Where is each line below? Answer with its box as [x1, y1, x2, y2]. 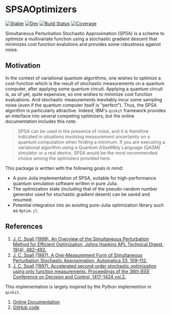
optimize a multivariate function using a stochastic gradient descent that [5, 36, 157, 42]
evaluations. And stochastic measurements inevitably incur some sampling [5, 96, 162, 102]
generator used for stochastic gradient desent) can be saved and [12, 191, 150, 197]
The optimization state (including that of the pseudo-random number [12, 186, 158, 192]
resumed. [12, 196, 33, 202]
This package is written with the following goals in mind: [5, 165, 124, 171]
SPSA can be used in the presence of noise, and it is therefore [17, 128, 149, 134]
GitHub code [12, 304, 40, 310]
